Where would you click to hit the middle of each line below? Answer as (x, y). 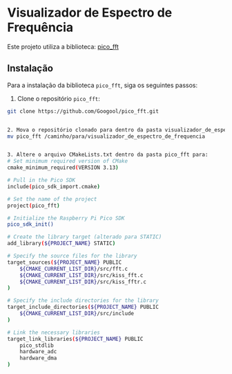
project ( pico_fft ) (33, 206)
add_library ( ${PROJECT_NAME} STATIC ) (61, 244)
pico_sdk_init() (30, 224)
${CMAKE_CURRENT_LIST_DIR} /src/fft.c (74, 269)
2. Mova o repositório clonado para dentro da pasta (85, 130)
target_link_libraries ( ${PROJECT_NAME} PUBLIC (75, 339)
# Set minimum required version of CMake (68, 161)
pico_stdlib (37, 345)
